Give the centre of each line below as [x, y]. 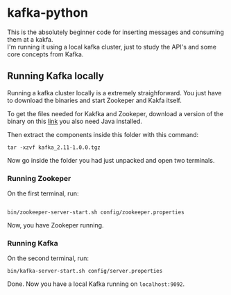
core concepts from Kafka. [45, 54]
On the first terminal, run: [43, 193]
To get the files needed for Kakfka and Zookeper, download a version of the [115, 113]
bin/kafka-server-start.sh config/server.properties [85, 271]
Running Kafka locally [55, 76]
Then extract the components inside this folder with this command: [103, 134]
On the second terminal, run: [48, 258]
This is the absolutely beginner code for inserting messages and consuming [115, 32]
